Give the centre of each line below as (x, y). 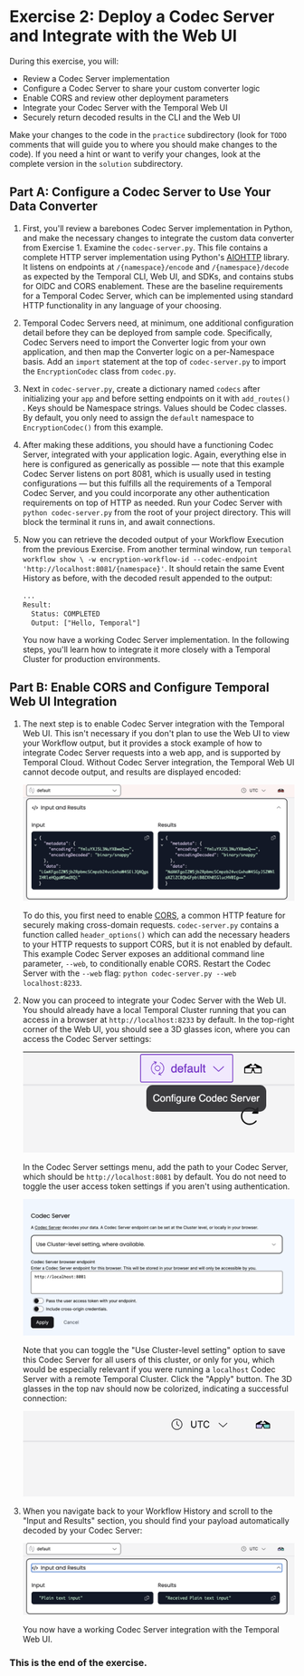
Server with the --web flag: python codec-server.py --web (129, 973)
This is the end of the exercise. (78, 1662)
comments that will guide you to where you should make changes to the (143, 144)
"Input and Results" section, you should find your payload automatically (156, 1520)
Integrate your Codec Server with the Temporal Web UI (125, 107)
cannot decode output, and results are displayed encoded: (132, 772)
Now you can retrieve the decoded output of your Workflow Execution (153, 539)
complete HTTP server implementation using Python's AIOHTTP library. (156, 257)
